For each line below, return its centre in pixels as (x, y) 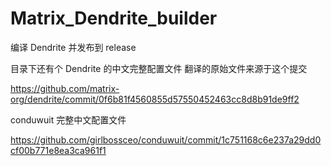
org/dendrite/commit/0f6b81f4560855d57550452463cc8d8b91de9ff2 (155, 99)
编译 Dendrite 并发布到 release (73, 47)
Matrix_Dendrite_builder (114, 18)
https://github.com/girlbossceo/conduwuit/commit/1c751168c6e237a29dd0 (166, 139)
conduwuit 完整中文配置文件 (68, 119)
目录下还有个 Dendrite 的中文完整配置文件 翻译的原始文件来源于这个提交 (159, 68)
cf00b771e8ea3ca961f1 (58, 150)
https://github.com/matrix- (65, 88)
